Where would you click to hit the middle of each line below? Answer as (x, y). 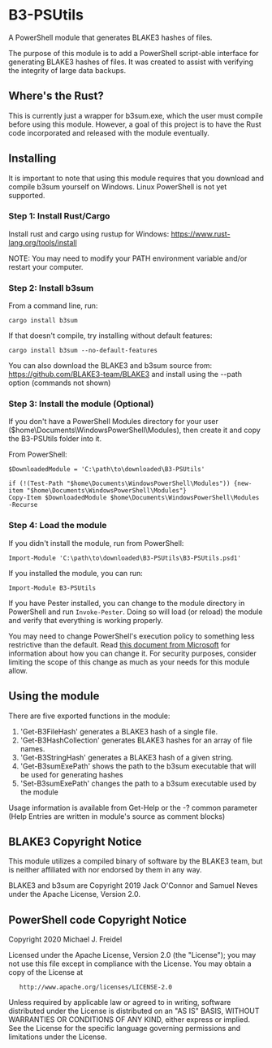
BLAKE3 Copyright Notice (75, 841)
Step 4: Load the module (58, 526)
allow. (18, 670)
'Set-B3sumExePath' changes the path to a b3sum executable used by (138, 783)
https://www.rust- (201, 234)
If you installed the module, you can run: (76, 573)
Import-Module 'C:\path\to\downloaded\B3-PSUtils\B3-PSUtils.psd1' (125, 558)
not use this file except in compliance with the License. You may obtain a (130, 964)
